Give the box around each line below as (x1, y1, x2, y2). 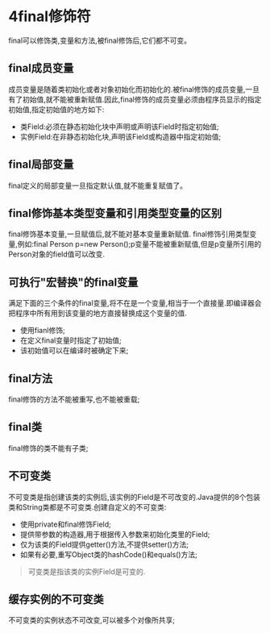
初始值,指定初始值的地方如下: (8, 104, 105, 114)
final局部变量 (8, 158, 74, 172)
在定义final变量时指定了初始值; (19, 335, 123, 345)
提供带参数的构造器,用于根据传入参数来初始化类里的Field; (19, 529, 210, 539)
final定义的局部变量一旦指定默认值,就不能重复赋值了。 (8, 181, 188, 190)
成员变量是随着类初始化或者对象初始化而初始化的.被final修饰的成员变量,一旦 (8, 84, 260, 94)
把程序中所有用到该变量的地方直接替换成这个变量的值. (8, 308, 188, 319)
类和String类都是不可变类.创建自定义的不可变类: (8, 502, 167, 512)
